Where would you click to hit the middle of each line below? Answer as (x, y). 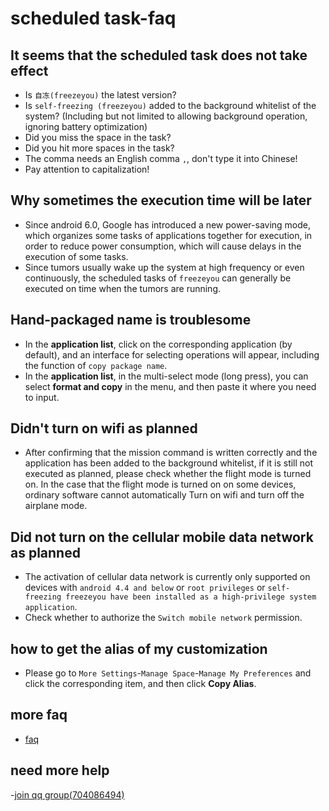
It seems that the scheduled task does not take (159, 55)
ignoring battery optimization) (86, 126)
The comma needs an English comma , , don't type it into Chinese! (161, 158)
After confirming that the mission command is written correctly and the (171, 453)
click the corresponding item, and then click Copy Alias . (140, 684)
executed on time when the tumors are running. (123, 288)
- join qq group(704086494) (67, 794)
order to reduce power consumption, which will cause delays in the (163, 246)
